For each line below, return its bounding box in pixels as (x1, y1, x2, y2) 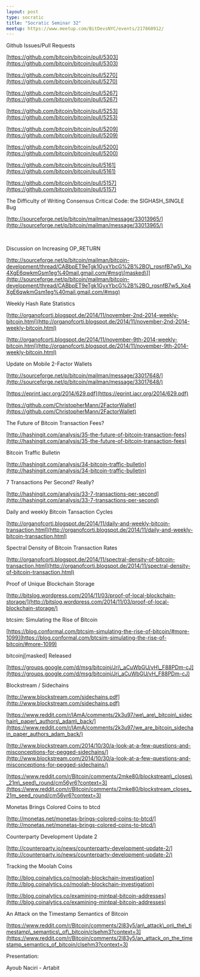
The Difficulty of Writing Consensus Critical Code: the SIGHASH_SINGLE (6, 197, 184, 204)
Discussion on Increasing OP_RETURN (6, 245, 101, 252)
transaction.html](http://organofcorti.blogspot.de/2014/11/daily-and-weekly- (6, 526, 193, 533)
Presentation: (6, 952, 39, 960)
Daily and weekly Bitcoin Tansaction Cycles (6, 508, 113, 515)
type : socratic (6, 14, 44, 20)
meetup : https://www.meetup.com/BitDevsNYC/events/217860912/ (6, 25, 164, 32)
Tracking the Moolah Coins (6, 863, 73, 870)
